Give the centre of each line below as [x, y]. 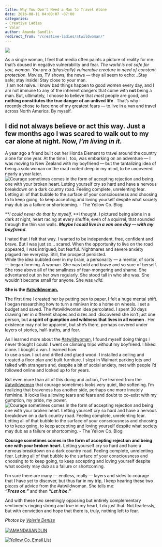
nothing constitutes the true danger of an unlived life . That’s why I [73, 100]
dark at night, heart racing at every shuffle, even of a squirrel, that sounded [80, 219]
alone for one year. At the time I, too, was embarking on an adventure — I [78, 158]
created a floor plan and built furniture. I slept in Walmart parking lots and [78, 360]
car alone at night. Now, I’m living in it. [64, 141]
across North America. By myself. [38, 111]
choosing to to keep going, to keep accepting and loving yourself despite [78, 461]
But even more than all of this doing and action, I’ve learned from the [73, 379]
